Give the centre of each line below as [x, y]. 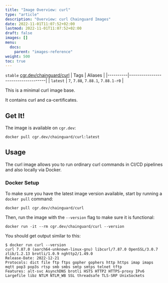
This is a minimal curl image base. [40, 90]
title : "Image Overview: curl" [38, 10]
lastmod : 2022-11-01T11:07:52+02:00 [43, 29]
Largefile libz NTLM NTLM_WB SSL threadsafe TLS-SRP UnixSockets [75, 276]
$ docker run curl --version [36, 245]
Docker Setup [22, 182]
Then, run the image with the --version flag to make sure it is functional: [80, 217]
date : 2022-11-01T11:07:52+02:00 [40, 24]
